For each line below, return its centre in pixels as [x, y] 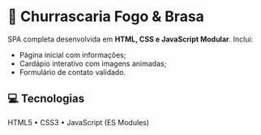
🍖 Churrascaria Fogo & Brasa [106, 17]
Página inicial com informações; [73, 54]
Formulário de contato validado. [73, 72]
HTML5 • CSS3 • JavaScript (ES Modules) [79, 122]
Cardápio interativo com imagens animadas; [93, 63]
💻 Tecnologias [46, 99]
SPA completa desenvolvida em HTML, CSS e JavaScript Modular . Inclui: [130, 39]
